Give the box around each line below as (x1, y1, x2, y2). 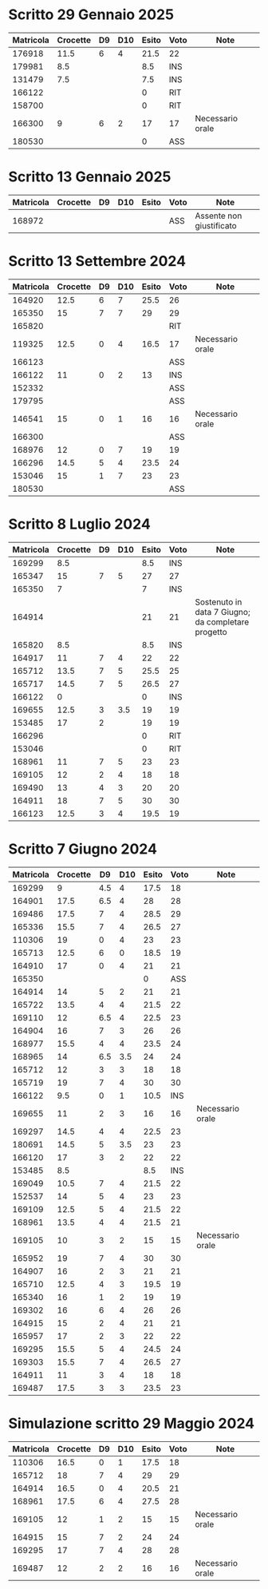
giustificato (195, 220, 237, 231)
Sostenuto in (195, 596, 242, 608)
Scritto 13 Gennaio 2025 (8, 168, 171, 186)
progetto (195, 626, 227, 637)
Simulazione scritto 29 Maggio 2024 (8, 1414, 255, 1432)
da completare (195, 616, 250, 628)
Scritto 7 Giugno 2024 (8, 840, 158, 858)
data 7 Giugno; (195, 606, 250, 617)
